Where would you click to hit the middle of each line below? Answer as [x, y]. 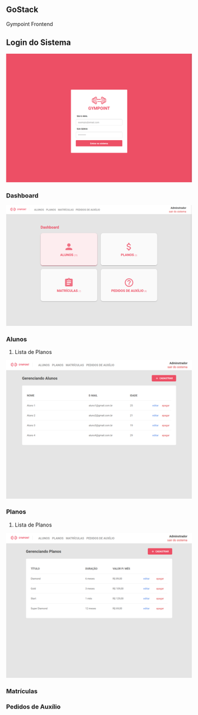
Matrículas [22, 691]
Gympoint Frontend [29, 24]
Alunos [17, 339]
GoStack [22, 10]
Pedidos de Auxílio [33, 707]
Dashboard [22, 196]
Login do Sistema [39, 43]
